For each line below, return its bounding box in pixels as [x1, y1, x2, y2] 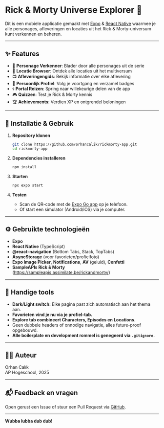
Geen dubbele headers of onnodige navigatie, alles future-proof [12, 322, 142, 328]
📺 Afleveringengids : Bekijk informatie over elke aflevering [12, 73, 131, 79]
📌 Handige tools [5, 288, 55, 296]
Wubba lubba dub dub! [5, 418, 53, 424]
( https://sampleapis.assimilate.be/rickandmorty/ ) [12, 269, 111, 275]
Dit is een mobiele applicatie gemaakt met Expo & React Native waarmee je [5, 21, 156, 26]
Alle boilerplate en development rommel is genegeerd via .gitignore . [12, 332, 155, 338]
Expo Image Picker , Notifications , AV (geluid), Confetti [12, 259, 124, 265]
